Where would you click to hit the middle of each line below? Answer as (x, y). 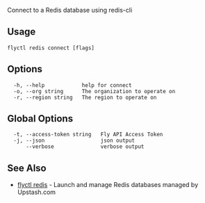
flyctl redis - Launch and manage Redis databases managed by (108, 185)
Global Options (40, 119)
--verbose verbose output (85, 147)
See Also (27, 168)
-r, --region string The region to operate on (85, 97)
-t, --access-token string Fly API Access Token (88, 135)
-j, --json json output (74, 141)
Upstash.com (36, 192)
